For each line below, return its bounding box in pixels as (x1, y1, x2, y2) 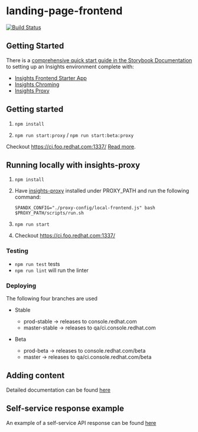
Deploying (6, 281, 37, 290)
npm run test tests (14, 260, 60, 267)
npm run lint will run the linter (14, 267, 89, 274)
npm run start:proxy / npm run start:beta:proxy (14, 132, 134, 139)
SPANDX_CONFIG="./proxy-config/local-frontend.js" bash (14, 205, 155, 211)
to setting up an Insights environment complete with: (6, 63, 134, 70)
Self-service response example (6, 404, 124, 414)
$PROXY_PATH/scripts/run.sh (14, 210, 84, 216)
